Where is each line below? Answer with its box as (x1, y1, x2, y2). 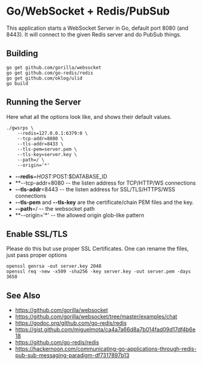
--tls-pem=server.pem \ (17, 146, 78, 152)
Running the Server (6, 97, 81, 107)
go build (6, 80, 28, 86)
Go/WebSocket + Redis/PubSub (6, 4, 170, 18)
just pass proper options (6, 251, 67, 259)
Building (6, 49, 38, 59)
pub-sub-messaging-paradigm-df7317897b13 (15, 352, 130, 359)
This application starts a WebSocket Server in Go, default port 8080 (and (6, 24, 189, 32)
